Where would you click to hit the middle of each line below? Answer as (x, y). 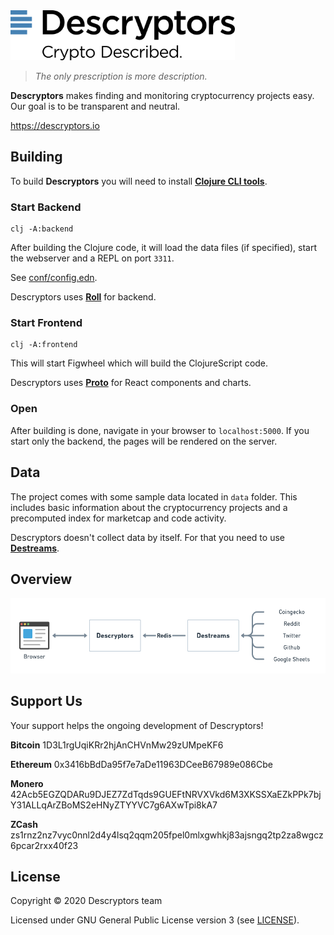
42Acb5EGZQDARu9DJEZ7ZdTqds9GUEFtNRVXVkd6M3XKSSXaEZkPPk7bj (166, 794)
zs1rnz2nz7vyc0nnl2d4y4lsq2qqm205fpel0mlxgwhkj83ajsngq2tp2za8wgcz (167, 835)
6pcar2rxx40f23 (44, 845)
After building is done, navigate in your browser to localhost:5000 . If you (160, 430)
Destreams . (35, 548)
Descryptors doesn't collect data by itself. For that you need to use (147, 537)
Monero (27, 783)
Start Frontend (46, 323)
